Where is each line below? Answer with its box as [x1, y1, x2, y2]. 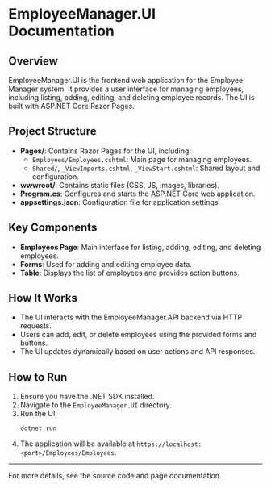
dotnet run [19, 424, 57, 432]
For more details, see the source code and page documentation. [8, 471, 222, 481]
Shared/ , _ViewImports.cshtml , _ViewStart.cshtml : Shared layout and [31, 163, 261, 173]
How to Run [8, 370, 68, 384]
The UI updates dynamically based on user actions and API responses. [19, 347, 256, 357]
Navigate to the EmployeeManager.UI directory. [19, 400, 172, 410]
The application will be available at [19, 439, 135, 448]
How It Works [8, 291, 78, 305]
